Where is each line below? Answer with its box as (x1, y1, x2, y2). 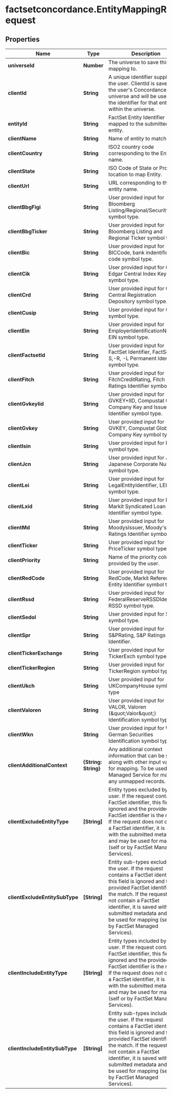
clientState (8, 168, 35, 175)
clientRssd (8, 596, 34, 603)
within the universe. (108, 106, 156, 112)
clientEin (8, 327, 30, 334)
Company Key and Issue (108, 403, 167, 411)
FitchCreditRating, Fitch (108, 376, 165, 383)
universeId (8, 62, 35, 69)
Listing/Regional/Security (108, 207, 169, 214)
